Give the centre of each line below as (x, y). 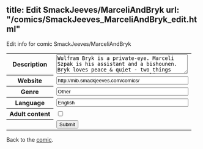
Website (30, 81)
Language (30, 103)
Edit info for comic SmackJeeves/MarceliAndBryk (69, 44)
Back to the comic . (30, 139)
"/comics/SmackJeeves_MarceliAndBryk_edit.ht (102, 20)
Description (30, 65)
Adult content (30, 114)
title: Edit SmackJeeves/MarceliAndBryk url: (93, 10)
